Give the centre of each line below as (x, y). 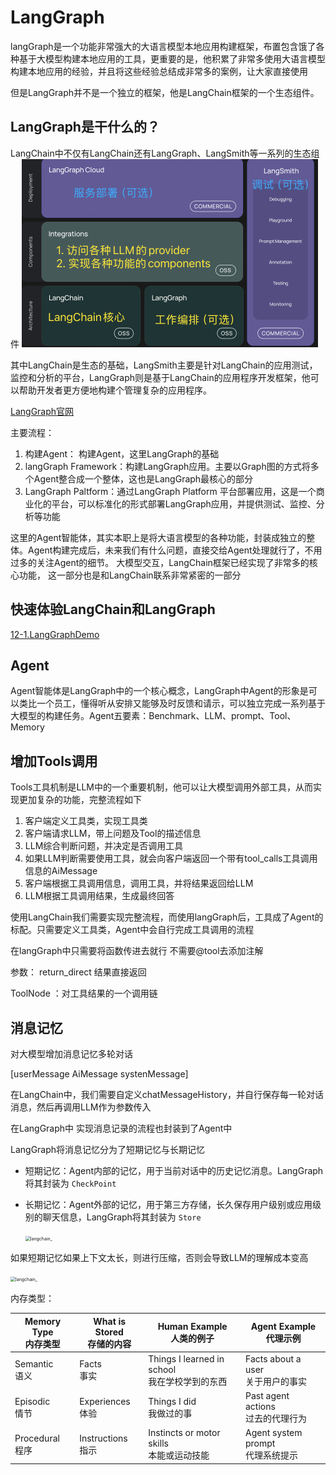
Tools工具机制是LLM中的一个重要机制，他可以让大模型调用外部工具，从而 (161, 787)
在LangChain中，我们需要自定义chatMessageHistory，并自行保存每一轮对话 (167, 1094)
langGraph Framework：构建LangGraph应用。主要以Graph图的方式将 (167, 466)
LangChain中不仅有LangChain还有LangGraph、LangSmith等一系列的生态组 (165, 153)
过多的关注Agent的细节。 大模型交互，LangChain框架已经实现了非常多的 (160, 562)
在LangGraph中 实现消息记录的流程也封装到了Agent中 (121, 1128)
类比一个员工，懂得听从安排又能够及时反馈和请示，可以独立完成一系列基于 (172, 703)
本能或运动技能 (179, 1455)
